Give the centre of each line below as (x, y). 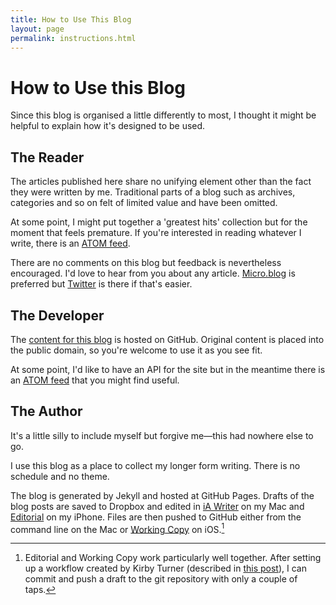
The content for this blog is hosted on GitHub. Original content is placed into (167, 339)
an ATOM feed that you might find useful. (95, 380)
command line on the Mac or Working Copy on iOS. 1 (117, 528)
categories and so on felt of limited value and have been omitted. (144, 203)
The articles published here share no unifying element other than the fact (161, 182)
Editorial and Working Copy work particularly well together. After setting (173, 558)
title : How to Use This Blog (71, 19)
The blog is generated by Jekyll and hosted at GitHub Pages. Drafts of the (162, 495)
